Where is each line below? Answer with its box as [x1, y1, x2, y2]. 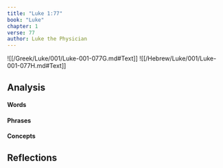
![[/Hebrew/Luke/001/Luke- [139, 54, 217, 62]
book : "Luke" [7, 16, 45, 23]
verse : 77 [7, 29, 36, 36]
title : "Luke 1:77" [7, 10, 63, 17]
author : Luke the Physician [7, 36, 88, 43]
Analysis [7, 82, 46, 93]
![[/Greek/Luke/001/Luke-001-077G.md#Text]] [7, 54, 139, 62]
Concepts [7, 132, 36, 141]
